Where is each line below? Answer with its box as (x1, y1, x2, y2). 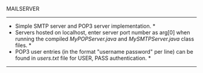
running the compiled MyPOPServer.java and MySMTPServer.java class (14, 36, 195, 42)
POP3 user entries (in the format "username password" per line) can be (14, 48, 193, 55)
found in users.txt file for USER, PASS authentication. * (14, 54, 151, 62)
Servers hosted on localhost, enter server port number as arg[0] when (14, 29, 190, 36)
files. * (14, 42, 32, 49)
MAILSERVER (6, 5, 40, 12)
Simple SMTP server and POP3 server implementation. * (14, 22, 156, 30)
